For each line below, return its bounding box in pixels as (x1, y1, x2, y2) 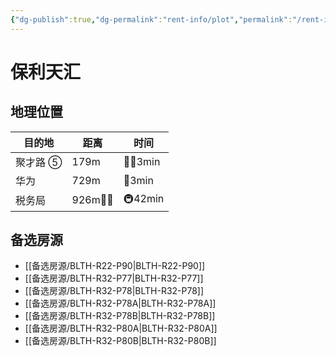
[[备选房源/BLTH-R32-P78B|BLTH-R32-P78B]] (24, 310, 216, 322)
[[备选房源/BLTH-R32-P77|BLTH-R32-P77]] (24, 272, 204, 285)
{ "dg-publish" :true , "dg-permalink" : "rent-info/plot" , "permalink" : (10, 14, 293, 25)
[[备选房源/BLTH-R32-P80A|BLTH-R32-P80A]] (24, 322, 218, 335)
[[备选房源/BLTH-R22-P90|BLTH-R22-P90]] (24, 260, 206, 272)
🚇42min (123, 191, 165, 205)
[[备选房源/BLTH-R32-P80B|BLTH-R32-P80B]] (24, 335, 217, 347)
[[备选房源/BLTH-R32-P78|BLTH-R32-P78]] (24, 285, 205, 297)
